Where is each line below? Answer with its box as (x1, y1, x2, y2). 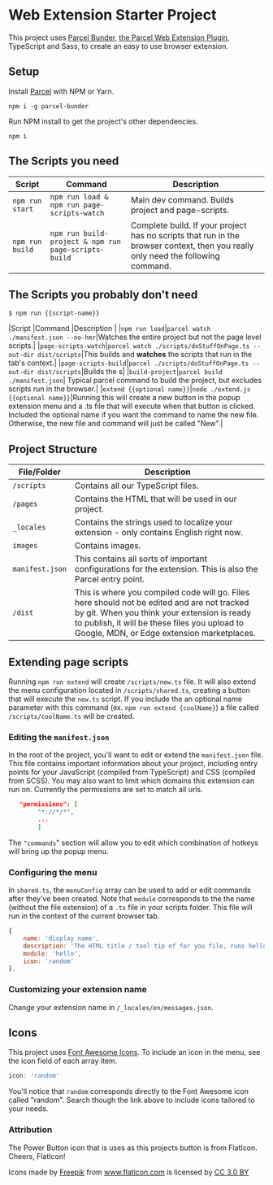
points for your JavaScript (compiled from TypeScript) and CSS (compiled (8, 767, 256, 778)
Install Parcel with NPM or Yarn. (8, 86, 115, 96)
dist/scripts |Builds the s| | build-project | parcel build (37, 367, 223, 377)
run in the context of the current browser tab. (8, 911, 160, 921)
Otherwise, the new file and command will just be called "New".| (8, 419, 223, 429)
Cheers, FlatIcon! (8, 1151, 67, 1161)
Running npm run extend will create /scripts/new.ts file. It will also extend (8, 677, 257, 686)
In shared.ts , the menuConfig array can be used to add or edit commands (8, 885, 252, 895)
